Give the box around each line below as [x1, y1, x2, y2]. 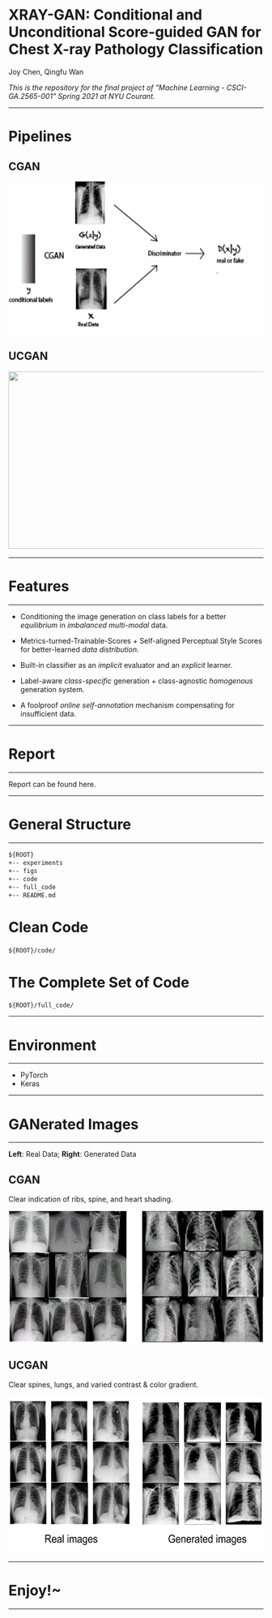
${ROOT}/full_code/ [8, 1001, 74, 1010]
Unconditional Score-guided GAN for [8, 23, 261, 41]
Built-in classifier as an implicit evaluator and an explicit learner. [19, 660, 233, 670]
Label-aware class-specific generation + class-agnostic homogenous [19, 675, 253, 686]
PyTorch [19, 1070, 49, 1080]
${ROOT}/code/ [8, 946, 57, 954]
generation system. [19, 684, 85, 694]
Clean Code [8, 918, 89, 936]
